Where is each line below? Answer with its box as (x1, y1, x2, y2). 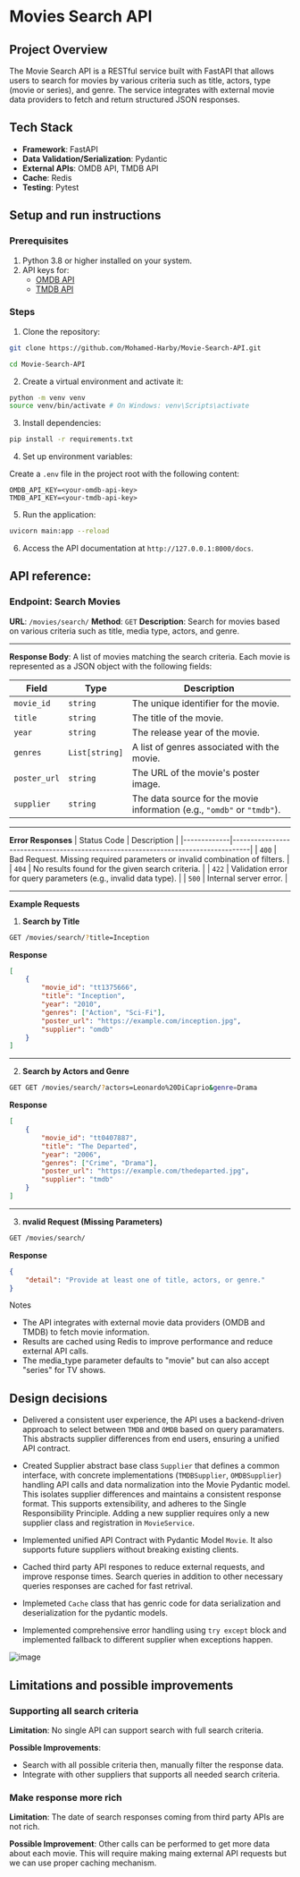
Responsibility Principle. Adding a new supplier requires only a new (21, 1508, 270, 1519)
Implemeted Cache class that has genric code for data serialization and (21, 1598, 281, 1608)
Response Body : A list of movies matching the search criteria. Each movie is (9, 651, 290, 661)
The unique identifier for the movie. (132, 696, 279, 709)
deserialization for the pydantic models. (21, 1608, 168, 1618)
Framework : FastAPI (21, 143, 98, 154)
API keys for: (21, 264, 70, 275)
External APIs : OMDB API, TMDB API (21, 163, 159, 174)
